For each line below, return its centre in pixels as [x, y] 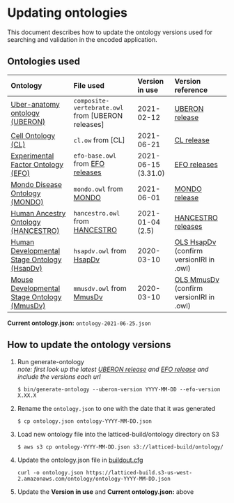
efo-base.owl [95, 156]
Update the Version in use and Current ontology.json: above [106, 491]
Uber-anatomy [36, 104]
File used [89, 85]
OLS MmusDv [197, 279]
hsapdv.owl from [100, 250]
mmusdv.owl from [100, 288]
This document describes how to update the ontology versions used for [110, 32]
